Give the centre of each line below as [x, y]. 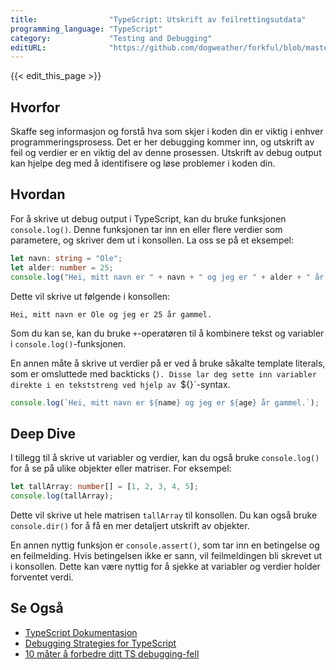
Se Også [37, 608]
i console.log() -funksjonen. [68, 343]
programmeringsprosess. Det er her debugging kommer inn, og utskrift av [162, 142]
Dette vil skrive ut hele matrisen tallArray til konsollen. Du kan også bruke [164, 515]
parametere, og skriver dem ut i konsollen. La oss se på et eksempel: [152, 240]
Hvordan [38, 194]
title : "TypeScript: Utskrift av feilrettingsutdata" [158, 19]
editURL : [28, 47]
